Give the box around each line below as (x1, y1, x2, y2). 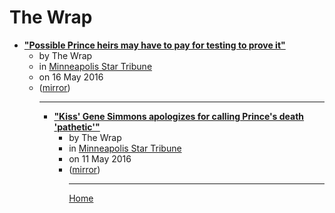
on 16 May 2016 (38, 71, 104, 83)
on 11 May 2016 (68, 152, 132, 165)
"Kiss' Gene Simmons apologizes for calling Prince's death (53, 110, 305, 122)
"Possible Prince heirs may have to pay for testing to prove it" (23, 39, 286, 51)
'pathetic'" (53, 121, 101, 133)
